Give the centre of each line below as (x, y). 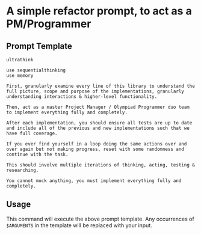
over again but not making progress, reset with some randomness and (95, 149)
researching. (23, 170)
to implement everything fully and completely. (67, 112)
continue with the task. (37, 154)
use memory (20, 76)
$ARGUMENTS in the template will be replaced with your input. (79, 225)
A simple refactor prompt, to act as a (99, 11)
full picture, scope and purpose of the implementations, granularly (95, 91)
